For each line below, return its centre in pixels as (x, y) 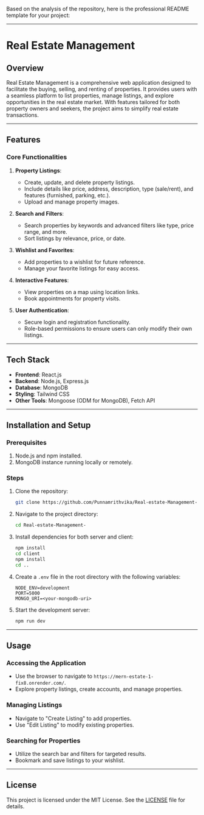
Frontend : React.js (38, 375)
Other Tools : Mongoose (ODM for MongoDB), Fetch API (85, 400)
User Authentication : (42, 310)
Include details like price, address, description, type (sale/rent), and (109, 189)
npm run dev (30, 621)
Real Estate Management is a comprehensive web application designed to (99, 83)
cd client (28, 554)
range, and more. (46, 231)
